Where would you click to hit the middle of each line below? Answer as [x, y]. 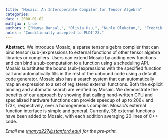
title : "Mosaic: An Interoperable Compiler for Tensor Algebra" [74, 10]
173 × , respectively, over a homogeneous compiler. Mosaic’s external [76, 106]
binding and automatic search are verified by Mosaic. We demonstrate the [82, 90]
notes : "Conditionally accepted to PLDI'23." [55, 33]
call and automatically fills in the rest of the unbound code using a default [81, 74]
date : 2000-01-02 [24, 19]
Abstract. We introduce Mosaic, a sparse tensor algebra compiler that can [82, 47]
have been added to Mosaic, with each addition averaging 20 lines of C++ [82, 116]
